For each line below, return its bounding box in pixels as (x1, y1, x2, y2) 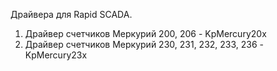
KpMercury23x (24, 49, 88, 61)
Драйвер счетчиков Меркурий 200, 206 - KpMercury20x (24, 28, 267, 39)
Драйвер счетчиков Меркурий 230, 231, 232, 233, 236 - (24, 39, 265, 50)
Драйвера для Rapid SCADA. (10, 9, 133, 20)
